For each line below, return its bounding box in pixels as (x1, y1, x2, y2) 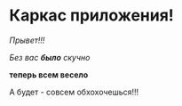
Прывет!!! (9, 35, 45, 45)
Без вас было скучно (9, 52, 91, 62)
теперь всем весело (9, 69, 89, 80)
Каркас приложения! (9, 5, 175, 26)
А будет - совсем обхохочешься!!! (9, 86, 139, 97)
